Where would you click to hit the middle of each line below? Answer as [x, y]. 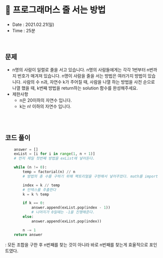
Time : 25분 [24, 30]
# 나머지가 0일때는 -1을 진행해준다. [63, 212]
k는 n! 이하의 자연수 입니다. [46, 106]
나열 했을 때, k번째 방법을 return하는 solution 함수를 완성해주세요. [75, 88]
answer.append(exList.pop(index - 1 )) [71, 208]
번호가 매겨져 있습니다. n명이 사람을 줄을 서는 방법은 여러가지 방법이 [82, 76]
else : [28, 217]
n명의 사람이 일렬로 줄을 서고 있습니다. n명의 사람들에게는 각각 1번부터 [79, 69]
